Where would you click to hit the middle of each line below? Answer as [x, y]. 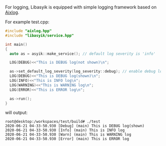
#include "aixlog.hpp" [28, 31]
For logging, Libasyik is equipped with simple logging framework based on [81, 7]
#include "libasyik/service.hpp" [40, 36]
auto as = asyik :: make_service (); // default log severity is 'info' [83, 54]
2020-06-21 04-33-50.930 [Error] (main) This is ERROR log [67, 139]
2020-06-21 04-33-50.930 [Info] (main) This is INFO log [65, 130]
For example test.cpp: [27, 22]
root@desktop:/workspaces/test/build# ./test [53, 122]
